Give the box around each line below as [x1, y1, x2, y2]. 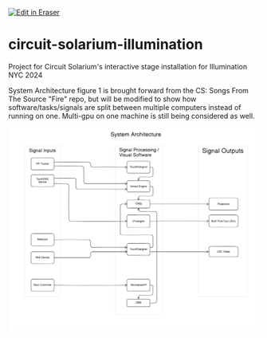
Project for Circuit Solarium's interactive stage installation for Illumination [8, 61, 248, 71]
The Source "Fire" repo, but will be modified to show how [8, 94, 197, 104]
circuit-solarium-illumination [8, 36, 203, 53]
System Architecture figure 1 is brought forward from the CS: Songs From [8, 85, 249, 95]
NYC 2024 [8, 70, 43, 80]
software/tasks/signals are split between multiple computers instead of [8, 102, 241, 112]
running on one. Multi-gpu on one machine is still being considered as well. [8, 111, 255, 120]
